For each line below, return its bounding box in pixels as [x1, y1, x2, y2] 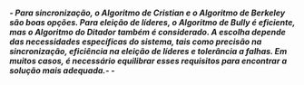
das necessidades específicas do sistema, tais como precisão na [9, 36, 262, 47]
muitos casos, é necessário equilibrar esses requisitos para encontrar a [9, 55, 288, 66]
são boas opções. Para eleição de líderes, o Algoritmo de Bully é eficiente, [9, 16, 296, 27]
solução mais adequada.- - [9, 64, 115, 76]
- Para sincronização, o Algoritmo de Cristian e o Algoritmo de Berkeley [9, 7, 286, 18]
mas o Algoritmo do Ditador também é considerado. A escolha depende [9, 26, 286, 37]
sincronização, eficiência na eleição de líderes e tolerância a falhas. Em [9, 45, 288, 56]
